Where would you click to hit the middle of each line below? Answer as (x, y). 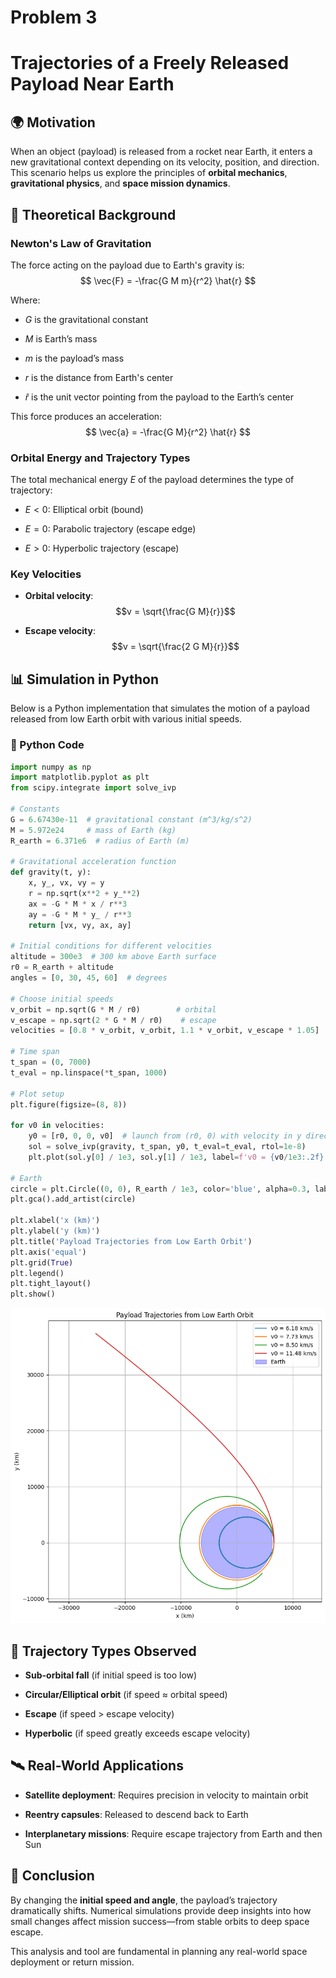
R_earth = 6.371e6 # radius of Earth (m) (100, 841)
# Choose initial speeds (62, 999)
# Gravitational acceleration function (93, 862)
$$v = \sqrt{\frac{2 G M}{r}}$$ (175, 647)
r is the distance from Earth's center (99, 377)
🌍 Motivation (53, 122)
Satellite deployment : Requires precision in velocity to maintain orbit (166, 1795)
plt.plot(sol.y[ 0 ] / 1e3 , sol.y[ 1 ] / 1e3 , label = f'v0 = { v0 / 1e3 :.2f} (176, 1157)
